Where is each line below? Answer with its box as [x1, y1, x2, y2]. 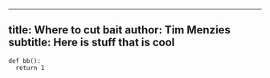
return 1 [15, 64, 45, 72]
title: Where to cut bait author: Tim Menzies [8, 23, 231, 37]
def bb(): [8, 57, 42, 64]
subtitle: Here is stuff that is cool [8, 36, 175, 49]
